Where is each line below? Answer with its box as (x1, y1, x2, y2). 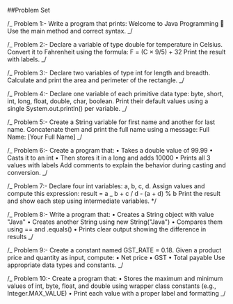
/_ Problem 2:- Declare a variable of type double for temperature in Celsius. (7, 40, 223, 48)
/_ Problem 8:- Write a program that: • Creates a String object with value (7, 211, 214, 218)
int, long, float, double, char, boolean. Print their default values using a (7, 97, 209, 105)
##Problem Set (7, 6, 51, 14)
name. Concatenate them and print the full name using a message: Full (7, 126, 210, 133)
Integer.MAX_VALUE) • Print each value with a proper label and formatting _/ (7, 289, 226, 297)
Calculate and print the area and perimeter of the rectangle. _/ (7, 76, 184, 84)
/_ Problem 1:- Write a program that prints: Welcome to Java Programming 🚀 (7, 20, 225, 27)
